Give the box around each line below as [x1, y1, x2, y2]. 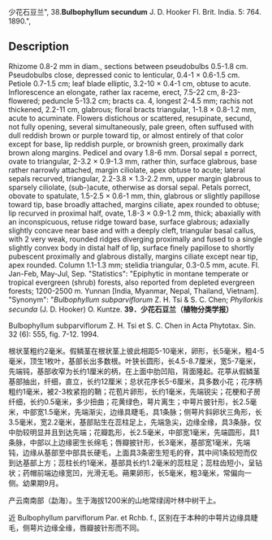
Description [8, 40, 69, 54]
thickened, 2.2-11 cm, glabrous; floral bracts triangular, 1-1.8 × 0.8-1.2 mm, [8, 104, 257, 114]
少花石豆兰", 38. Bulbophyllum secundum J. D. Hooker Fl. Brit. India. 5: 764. [8, 7, 261, 16]
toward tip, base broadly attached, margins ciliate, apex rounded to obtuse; [8, 199, 260, 209]
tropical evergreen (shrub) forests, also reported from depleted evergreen [8, 277, 255, 287]
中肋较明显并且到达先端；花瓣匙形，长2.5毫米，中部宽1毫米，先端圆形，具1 [8, 427, 260, 437]
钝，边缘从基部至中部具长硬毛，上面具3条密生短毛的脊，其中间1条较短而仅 [8, 447, 258, 457]
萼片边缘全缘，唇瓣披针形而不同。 [29, 523, 144, 533]
